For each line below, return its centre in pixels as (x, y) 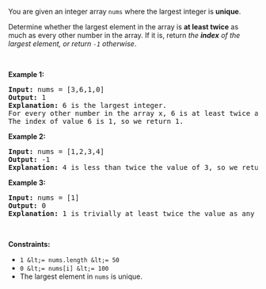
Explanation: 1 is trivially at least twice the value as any (131, 214)
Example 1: (27, 74)
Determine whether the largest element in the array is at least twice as (123, 27)
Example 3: (27, 183)
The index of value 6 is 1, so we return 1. (96, 121)
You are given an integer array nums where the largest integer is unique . (125, 12)
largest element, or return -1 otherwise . (72, 44)
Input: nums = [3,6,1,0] (56, 89)
